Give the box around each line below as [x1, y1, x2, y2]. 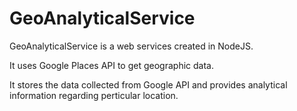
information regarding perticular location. [9, 89, 179, 101]
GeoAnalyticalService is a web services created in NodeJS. [9, 40, 254, 52]
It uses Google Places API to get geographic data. [9, 59, 214, 71]
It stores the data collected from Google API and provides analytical [9, 78, 288, 91]
